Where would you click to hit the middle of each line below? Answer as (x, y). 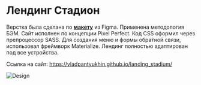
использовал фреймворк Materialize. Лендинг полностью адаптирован (97, 46)
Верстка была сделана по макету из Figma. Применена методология (95, 27)
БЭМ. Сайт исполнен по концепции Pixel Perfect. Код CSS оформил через (101, 33)
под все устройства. (32, 52)
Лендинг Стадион (53, 10)
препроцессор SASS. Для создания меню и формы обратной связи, (94, 40)
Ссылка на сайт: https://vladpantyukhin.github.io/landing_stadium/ (89, 64)
